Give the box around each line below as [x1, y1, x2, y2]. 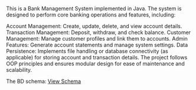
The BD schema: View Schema [6, 78, 81, 85]
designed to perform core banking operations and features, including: [6, 11, 176, 18]
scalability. [6, 66, 32, 73]
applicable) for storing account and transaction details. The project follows [6, 54, 188, 61]
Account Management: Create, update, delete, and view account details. [6, 23, 182, 29]
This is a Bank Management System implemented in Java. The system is [6, 5, 182, 12]
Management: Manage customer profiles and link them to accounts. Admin [6, 35, 188, 42]
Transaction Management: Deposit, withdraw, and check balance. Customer [6, 29, 191, 36]
